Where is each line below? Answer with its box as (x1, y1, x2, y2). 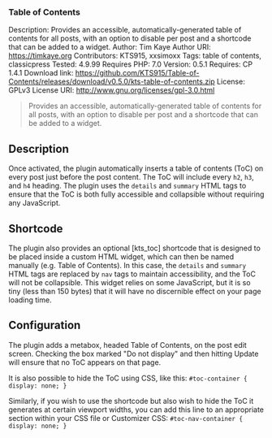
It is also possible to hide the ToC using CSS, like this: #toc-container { (8, 373, 248, 383)
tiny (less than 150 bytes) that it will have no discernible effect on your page (8, 286, 261, 296)
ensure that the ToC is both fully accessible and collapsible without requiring (8, 189, 265, 199)
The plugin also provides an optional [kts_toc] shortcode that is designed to (8, 243, 261, 253)
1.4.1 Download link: (8, 68, 74, 78)
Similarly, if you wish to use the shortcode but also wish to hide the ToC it (8, 396, 254, 405)
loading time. (8, 295, 52, 305)
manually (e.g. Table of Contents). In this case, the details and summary (8, 260, 246, 270)
